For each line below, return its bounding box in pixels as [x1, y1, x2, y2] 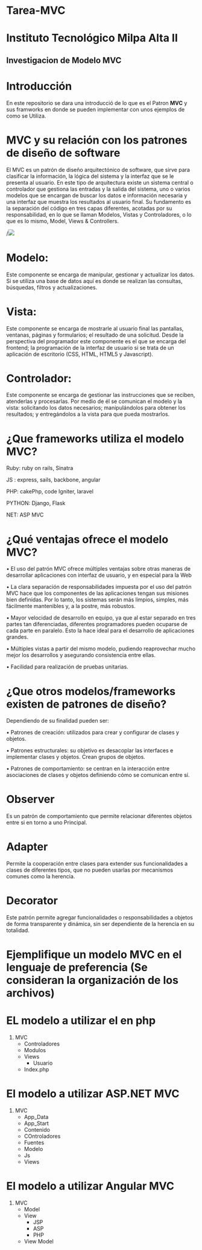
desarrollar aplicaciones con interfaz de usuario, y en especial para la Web [6, 571, 192, 579]
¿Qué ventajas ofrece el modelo [6, 532, 169, 546]
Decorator [6, 894, 58, 908]
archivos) [6, 986, 55, 1000]
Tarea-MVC [6, 4, 66, 17]
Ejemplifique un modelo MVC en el [6, 948, 182, 962]
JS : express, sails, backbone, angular [6, 476, 101, 483]
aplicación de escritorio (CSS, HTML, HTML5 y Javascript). [6, 351, 154, 358]
